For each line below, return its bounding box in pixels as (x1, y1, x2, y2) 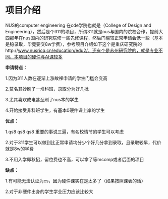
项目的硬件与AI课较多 (18, 53, 63, 59)
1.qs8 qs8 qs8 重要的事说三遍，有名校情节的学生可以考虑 (5, 128, 124, 135)
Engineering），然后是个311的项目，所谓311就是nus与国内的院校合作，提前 (5, 28, 159, 34)
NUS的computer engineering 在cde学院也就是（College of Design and (5, 22, 151, 28)
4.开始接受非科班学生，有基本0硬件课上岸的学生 (5, 107, 105, 113)
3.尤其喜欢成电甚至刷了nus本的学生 (5, 96, 79, 102)
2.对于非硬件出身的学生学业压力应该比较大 (5, 188, 93, 194)
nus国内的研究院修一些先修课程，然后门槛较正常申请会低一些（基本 (22, 35, 163, 41)
